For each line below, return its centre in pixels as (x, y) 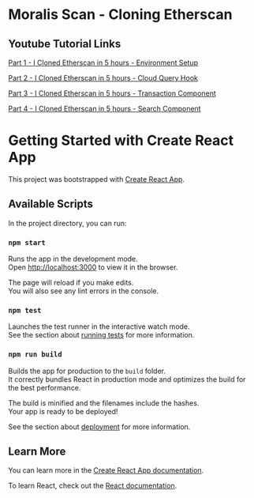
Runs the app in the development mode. (73, 259)
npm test (25, 310)
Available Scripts (50, 204)
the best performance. (45, 387)
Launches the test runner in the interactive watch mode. (99, 326)
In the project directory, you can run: (67, 223)
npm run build (35, 355)
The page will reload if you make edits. (71, 283)
